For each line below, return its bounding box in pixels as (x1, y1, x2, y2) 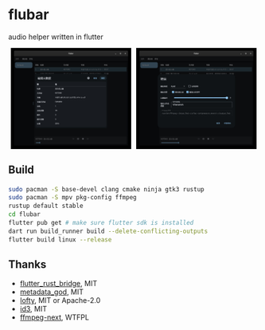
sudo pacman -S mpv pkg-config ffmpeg (8, 194, 137, 202)
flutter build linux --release (8, 235, 112, 244)
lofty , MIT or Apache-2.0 (19, 296, 101, 305)
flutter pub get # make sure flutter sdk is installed (8, 219, 194, 227)
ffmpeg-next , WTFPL (19, 312, 90, 322)
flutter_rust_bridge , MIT (19, 279, 98, 289)
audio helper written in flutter (8, 32, 103, 41)
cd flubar (8, 210, 41, 218)
